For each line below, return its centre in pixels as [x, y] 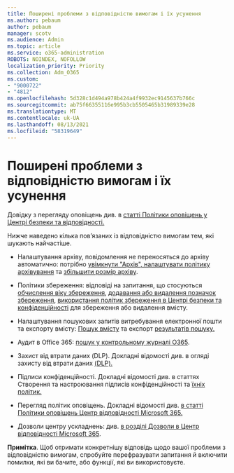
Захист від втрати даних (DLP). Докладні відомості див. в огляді [113, 356]
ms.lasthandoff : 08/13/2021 [48, 124]
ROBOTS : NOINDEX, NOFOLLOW [46, 60]
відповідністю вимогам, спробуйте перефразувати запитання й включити [117, 455]
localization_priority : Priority [56, 66]
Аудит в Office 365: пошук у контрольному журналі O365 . [103, 342]
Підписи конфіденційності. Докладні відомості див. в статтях [108, 377]
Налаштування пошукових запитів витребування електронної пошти [119, 321]
